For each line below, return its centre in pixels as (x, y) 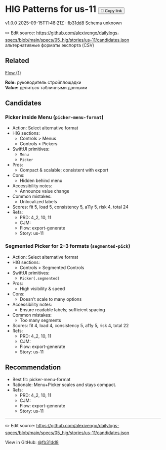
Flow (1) (13, 72)
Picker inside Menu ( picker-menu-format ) (54, 117)
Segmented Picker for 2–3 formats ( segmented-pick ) (68, 246)
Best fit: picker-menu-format (41, 379)
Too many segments (40, 320)
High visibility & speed (42, 288)
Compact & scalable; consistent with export (64, 170)
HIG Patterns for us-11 (51, 9)
